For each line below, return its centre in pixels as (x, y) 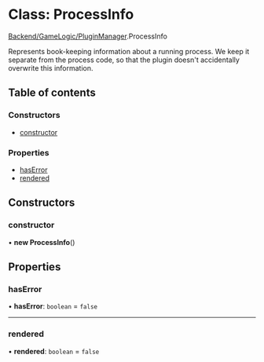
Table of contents (52, 93)
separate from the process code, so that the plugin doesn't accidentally (124, 60)
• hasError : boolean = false (53, 306)
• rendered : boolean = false (54, 351)
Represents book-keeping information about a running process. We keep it (129, 51)
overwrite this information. (51, 68)
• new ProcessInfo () (42, 242)
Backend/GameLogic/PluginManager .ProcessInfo (88, 36)
